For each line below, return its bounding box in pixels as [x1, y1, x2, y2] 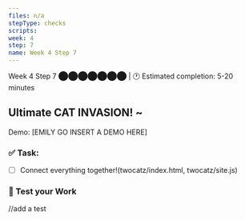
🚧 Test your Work [8, 186, 77, 197]
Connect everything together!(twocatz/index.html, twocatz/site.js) [19, 166, 238, 175]
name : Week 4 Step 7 [8, 49, 78, 57]
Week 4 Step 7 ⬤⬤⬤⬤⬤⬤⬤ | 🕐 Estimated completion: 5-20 [8, 71, 234, 81]
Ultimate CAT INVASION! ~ [8, 106, 143, 120]
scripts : [8, 26, 38, 34]
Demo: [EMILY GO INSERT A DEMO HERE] [8, 127, 148, 137]
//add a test [8, 204, 46, 214]
